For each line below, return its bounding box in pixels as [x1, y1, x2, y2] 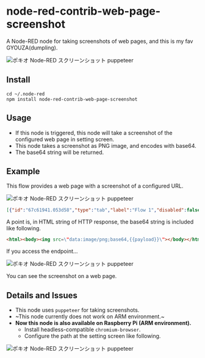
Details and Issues [6, 290, 78, 301]
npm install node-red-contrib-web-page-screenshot [6, 96, 138, 102]
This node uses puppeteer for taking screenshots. [15, 306, 140, 313]
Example [6, 166, 40, 177]
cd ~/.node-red [6, 90, 45, 97]
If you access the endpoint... [6, 247, 78, 255]
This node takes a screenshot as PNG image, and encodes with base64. [15, 142, 196, 149]
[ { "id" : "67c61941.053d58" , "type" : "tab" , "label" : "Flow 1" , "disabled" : [6, 207, 187, 213]
